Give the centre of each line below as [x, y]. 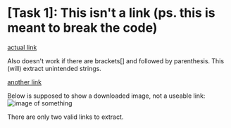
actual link [22, 47]
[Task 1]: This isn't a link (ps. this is [111, 13]
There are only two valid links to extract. [65, 117]
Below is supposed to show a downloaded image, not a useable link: [106, 96]
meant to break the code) [82, 28]
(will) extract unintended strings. [55, 68]
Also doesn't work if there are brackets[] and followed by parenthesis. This [115, 60]
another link [25, 82]
